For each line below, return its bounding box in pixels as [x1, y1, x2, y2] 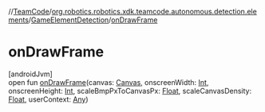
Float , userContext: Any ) [8, 95, 89, 104]
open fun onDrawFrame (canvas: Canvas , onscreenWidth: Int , [8, 77, 209, 87]
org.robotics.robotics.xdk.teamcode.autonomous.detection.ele [51, 7, 257, 16]
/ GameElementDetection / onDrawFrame [28, 15, 158, 25]
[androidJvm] [8, 69, 53, 79]
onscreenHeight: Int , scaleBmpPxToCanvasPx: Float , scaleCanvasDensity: [8, 86, 252, 95]
